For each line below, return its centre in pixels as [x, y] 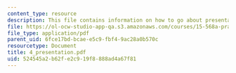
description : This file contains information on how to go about [105, 20]
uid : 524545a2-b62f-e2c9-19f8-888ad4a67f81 [72, 59]
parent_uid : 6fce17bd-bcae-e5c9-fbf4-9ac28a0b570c [83, 40]
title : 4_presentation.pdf [47, 53]
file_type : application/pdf [48, 33]
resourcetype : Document [42, 46]
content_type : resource [42, 14]
